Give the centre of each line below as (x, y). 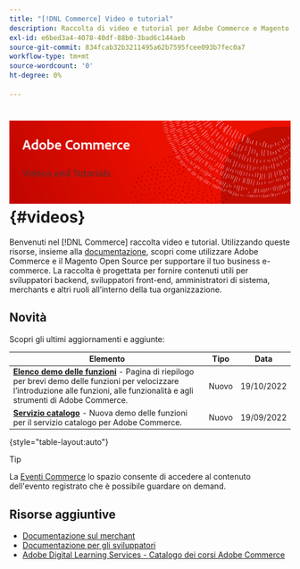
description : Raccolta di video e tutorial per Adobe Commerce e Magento (150, 28)
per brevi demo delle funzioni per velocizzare (96, 381)
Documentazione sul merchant (79, 535)
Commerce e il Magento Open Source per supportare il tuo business (135, 261)
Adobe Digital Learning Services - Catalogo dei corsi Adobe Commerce (154, 555)
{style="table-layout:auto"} (59, 442)
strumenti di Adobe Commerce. (71, 400)
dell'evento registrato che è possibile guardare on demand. (117, 486)
